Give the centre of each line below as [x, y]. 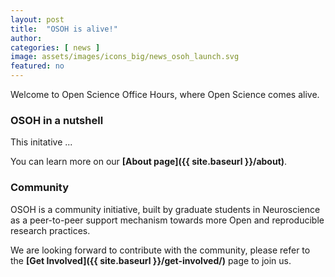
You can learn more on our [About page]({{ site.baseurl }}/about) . [149, 162]
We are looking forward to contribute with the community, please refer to [160, 250]
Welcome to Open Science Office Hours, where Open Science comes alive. [165, 94]
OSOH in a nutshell [57, 120]
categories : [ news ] [55, 47]
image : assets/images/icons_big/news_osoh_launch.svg [125, 57]
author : [26, 38]
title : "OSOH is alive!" [64, 29]
